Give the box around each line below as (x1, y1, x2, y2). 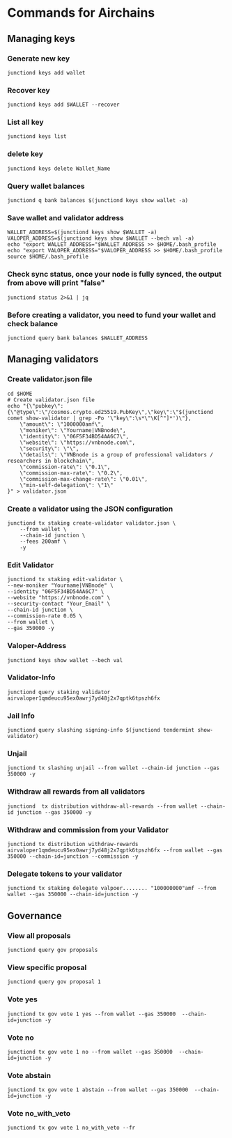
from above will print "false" (7, 278, 105, 288)
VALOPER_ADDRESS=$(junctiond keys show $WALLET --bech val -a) (7, 235, 195, 242)
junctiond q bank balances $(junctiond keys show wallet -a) (7, 197, 189, 204)
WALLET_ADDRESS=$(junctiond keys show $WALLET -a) (7, 229, 157, 236)
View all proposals (7, 930, 71, 940)
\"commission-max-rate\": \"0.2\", (20, 469, 123, 477)
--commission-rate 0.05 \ (7, 613, 82, 620)
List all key (7, 117, 44, 127)
